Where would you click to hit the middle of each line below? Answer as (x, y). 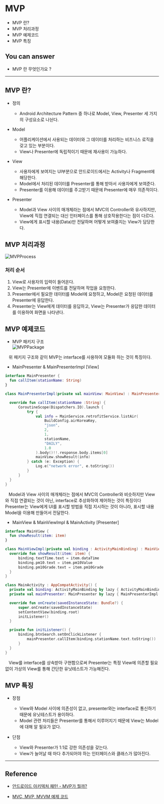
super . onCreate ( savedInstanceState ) (55, 607)
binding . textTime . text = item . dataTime (58, 558)
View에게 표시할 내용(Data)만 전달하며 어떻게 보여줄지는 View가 (81, 221)
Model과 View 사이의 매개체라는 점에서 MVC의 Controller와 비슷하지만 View (82, 494)
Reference (21, 774)
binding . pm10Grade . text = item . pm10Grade (61, 567)
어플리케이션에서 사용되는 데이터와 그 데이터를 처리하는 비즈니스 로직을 (87, 139)
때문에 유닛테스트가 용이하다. (47, 715)
